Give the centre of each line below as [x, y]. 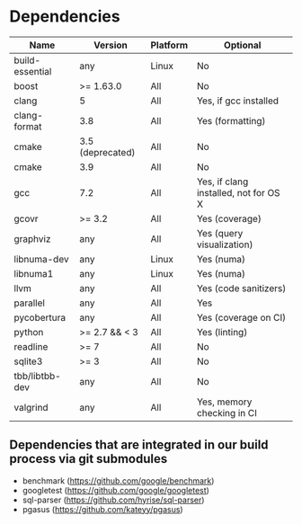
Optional [242, 45]
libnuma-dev [41, 259]
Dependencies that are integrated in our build [139, 445]
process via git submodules [89, 459]
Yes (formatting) [231, 120]
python [29, 332]
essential [33, 71]
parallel [29, 303]
